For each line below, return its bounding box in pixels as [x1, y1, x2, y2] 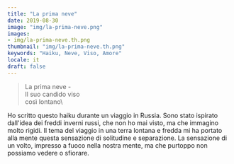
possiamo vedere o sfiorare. [7, 148, 90, 157]
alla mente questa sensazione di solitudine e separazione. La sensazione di [7, 134, 228, 142]
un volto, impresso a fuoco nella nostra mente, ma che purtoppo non [7, 141, 208, 149]
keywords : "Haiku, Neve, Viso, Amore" [7, 50, 122, 57]
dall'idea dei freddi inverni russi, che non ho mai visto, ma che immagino [7, 118, 219, 127]
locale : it [7, 57, 40, 64]
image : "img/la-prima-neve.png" [7, 23, 103, 30]
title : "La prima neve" [7, 10, 78, 18]
